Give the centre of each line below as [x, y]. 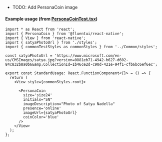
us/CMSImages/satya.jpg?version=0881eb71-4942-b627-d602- [67, 60]
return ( [19, 78]
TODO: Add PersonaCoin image [45, 7]
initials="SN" [38, 100]
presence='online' [42, 108]
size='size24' [38, 95]
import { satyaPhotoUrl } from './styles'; [51, 43]
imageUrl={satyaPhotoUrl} [50, 113]
